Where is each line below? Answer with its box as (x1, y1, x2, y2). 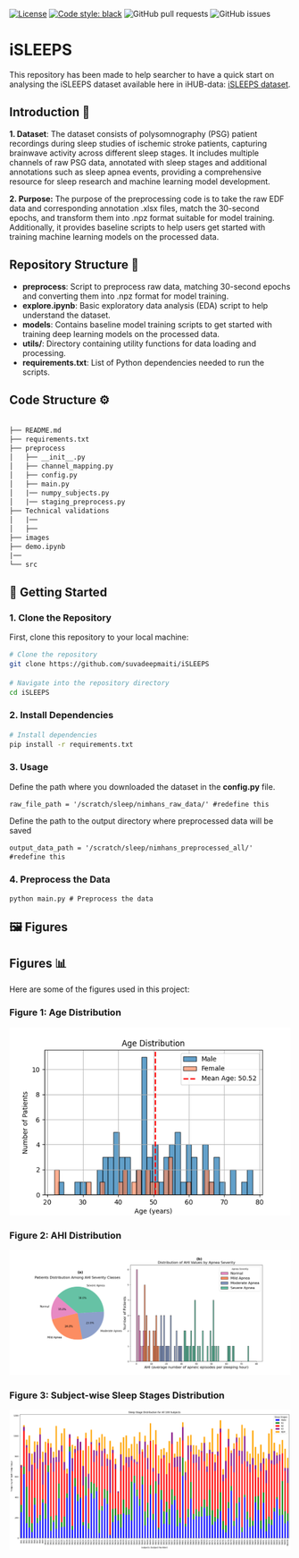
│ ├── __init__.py (9, 453, 87, 462)
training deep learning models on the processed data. (21, 328, 220, 339)
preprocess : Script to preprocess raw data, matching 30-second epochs (21, 281, 291, 292)
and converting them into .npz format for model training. (21, 291, 229, 301)
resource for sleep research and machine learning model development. (9, 175, 270, 187)
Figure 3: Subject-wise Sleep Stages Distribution (9, 1389, 225, 1401)
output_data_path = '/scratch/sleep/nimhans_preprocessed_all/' (9, 843, 253, 852)
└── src (9, 560, 38, 570)
